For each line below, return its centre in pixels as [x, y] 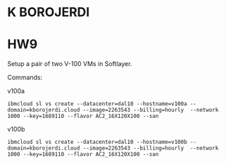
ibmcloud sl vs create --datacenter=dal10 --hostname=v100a [98, 104]
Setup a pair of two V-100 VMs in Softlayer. [70, 64]
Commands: [25, 77]
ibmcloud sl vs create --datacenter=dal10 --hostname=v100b [98, 142]
